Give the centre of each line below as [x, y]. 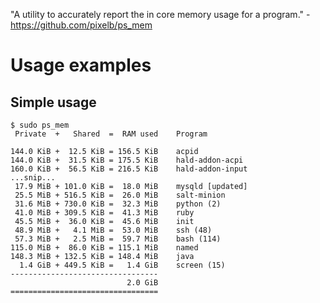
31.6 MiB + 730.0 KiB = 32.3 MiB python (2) [118, 204]
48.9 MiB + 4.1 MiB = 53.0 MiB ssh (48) [113, 230]
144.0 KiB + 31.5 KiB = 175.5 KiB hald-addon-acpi [127, 160]
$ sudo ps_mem [40, 125]
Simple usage [53, 102]
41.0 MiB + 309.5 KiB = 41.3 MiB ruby [104, 213]
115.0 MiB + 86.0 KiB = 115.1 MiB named [104, 248]
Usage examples [81, 65]
